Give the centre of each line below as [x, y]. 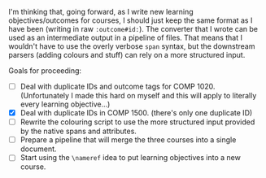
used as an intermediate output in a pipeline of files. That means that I [125, 37]
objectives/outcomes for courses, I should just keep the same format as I [131, 20]
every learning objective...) [65, 104]
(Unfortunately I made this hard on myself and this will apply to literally [138, 96]
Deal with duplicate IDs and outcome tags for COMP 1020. [118, 86]
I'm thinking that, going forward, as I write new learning [101, 12]
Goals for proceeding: [45, 71]
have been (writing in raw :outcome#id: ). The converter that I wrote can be [133, 29]
